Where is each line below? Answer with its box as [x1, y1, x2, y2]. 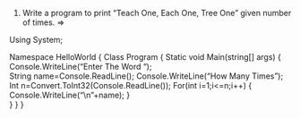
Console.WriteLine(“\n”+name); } [9, 89, 131, 100]
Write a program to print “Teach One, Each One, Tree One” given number [21, 8, 292, 18]
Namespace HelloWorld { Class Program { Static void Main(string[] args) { [9, 52, 282, 62]
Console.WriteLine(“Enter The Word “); [9, 62, 152, 72]
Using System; [9, 35, 64, 45]
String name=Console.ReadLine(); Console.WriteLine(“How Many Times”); [9, 71, 284, 81]
